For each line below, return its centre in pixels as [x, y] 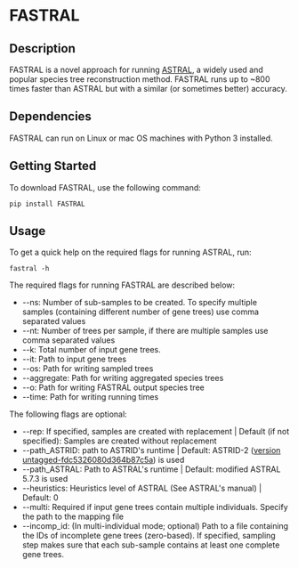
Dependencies [50, 117]
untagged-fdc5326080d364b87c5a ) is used [103, 460]
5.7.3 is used [45, 479]
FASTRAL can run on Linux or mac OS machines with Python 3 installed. [141, 138]
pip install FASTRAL [48, 204]
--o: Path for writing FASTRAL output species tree [113, 387]
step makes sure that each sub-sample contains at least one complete [151, 545]
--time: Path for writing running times [90, 397]
